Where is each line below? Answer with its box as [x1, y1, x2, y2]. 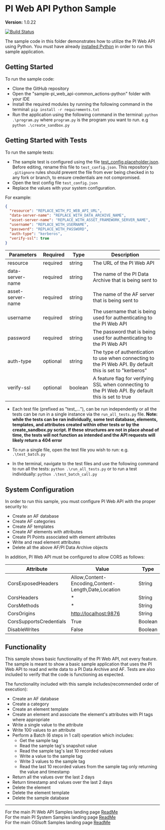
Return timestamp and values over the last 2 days [12, 779, 113, 785]
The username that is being [92, 308, 156, 315]
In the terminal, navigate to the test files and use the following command [12, 461, 159, 467]
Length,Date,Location [71, 586, 121, 593]
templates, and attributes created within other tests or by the [12, 422, 139, 428]
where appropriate [12, 717, 50, 722]
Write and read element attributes [12, 539, 81, 545]
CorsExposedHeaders [7, 580, 59, 587]
